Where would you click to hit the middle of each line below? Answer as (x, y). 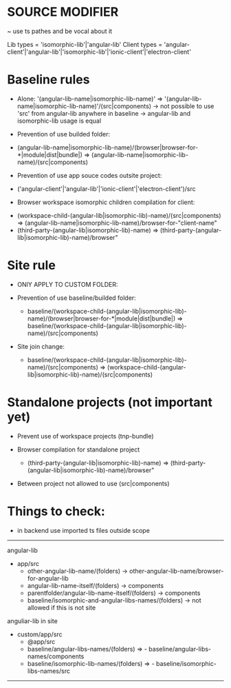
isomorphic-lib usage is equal (59, 121)
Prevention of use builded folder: (64, 134)
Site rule (32, 265)
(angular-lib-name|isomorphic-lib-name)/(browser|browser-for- (107, 147)
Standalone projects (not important (110, 402)
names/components (56, 656)
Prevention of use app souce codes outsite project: (89, 175)
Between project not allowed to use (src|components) (93, 483)
